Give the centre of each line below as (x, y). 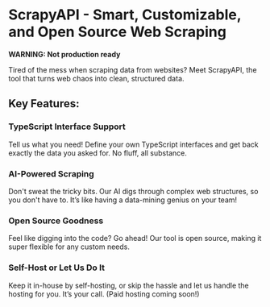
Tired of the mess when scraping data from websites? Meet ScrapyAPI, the (133, 69)
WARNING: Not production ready (64, 54)
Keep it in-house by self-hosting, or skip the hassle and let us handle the (129, 285)
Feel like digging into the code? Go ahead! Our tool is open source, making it (135, 239)
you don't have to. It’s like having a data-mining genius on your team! (123, 200)
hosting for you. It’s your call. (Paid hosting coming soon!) (104, 294)
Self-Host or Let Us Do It (56, 268)
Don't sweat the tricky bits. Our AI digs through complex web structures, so (133, 191)
